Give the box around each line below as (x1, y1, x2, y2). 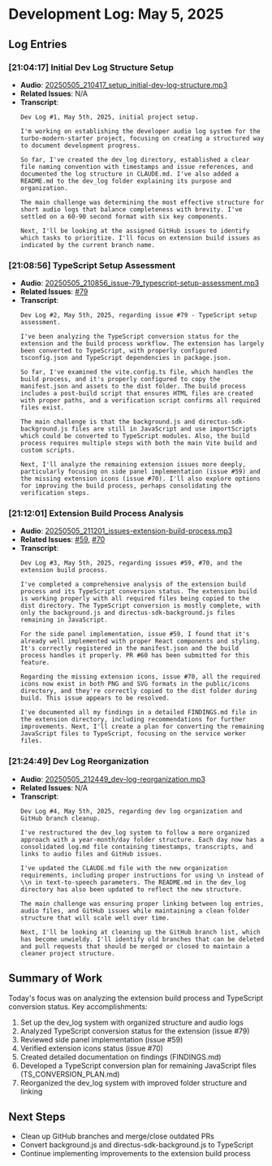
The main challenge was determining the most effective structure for (19, 198, 265, 206)
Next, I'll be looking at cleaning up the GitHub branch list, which (19, 928, 261, 936)
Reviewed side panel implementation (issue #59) (19, 1034, 183, 1044)
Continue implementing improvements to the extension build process (19, 1149, 252, 1159)
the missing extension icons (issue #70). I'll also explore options (19, 475, 261, 483)
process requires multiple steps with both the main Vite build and (19, 440, 257, 448)
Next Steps (8, 1110, 66, 1124)
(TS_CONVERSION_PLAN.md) (19, 1069, 120, 1079)
